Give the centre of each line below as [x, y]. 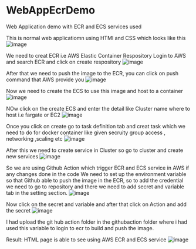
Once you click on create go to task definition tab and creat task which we [96, 126]
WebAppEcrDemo [51, 10]
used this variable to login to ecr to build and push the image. [80, 228]
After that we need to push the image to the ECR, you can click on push [92, 73]
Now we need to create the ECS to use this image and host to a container [94, 91]
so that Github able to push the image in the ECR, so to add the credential [95, 180]
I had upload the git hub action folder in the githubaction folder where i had [97, 222]
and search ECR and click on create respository [64, 62]
